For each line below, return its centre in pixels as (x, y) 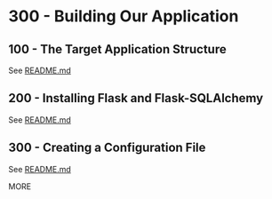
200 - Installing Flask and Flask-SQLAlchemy (136, 98)
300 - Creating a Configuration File (107, 148)
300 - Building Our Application (124, 16)
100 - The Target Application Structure (118, 49)
